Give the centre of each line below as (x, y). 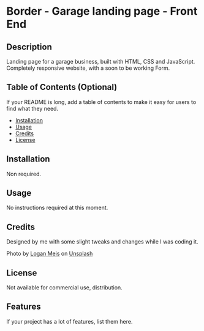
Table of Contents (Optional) (62, 87)
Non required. (24, 174)
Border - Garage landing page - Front (102, 11)
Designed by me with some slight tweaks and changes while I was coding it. (102, 242)
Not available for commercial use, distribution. (64, 288)
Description (29, 47)
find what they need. (32, 108)
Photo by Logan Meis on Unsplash (50, 254)
